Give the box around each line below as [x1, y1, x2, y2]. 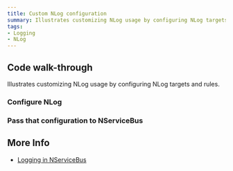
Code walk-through [7, 62, 93, 73]
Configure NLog [7, 97, 62, 107]
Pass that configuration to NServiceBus [7, 116, 144, 125]
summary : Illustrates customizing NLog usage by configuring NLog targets [7, 17, 228, 24]
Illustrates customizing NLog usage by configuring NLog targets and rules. [7, 80, 220, 88]
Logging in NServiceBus [17, 155, 87, 163]
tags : [7, 23, 23, 30]
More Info [7, 137, 50, 149]
